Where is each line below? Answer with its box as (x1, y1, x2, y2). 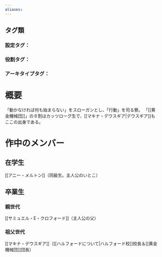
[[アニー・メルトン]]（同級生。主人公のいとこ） (5, 172, 101, 178)
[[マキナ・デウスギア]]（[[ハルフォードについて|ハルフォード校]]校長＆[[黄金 (5, 241, 158, 246)
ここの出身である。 (5, 119, 44, 125)
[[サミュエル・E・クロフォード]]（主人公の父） (5, 215, 99, 221)
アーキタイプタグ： (5, 70, 50, 77)
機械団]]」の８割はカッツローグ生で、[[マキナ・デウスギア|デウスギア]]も (9, 113, 156, 119)
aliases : (5, 7, 23, 12)
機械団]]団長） (5, 246, 34, 252)
